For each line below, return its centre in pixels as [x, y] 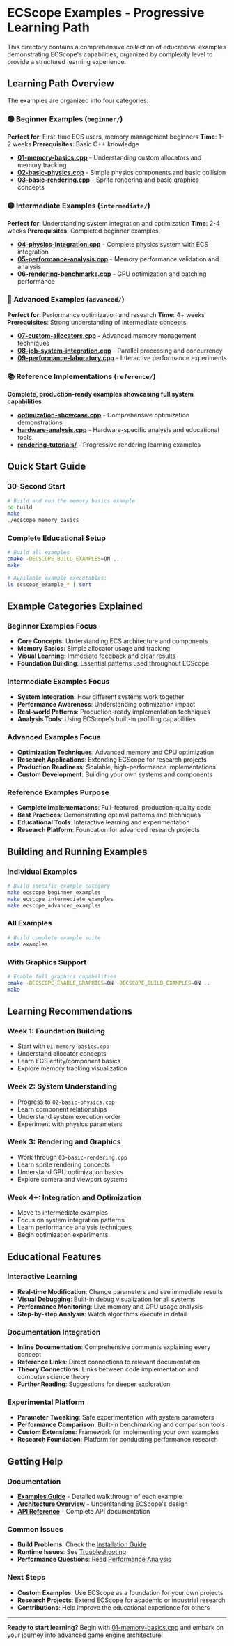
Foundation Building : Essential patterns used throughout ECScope [113, 663]
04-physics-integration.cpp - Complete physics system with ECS [113, 245]
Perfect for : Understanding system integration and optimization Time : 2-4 [114, 224]
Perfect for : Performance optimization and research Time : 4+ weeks [106, 314]
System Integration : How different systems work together [101, 697]
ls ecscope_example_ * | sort [49, 584]
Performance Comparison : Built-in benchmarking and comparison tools [121, 1425]
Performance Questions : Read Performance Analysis [94, 1560]
